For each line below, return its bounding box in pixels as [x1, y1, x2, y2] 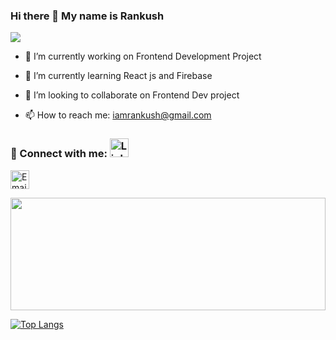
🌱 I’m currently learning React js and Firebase [24, 70, 213, 82]
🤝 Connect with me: [10, 147, 108, 161]
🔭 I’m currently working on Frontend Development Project [24, 50, 262, 63]
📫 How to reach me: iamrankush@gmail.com [24, 109, 212, 121]
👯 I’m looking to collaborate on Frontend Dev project [24, 89, 240, 101]
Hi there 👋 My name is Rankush [10, 9, 165, 23]
